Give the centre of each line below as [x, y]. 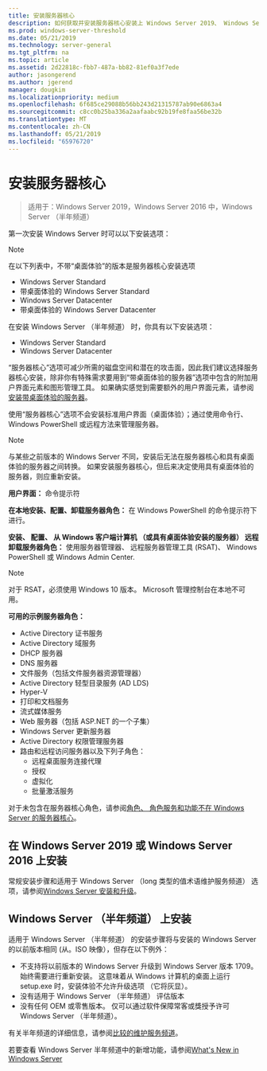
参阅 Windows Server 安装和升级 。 [85, 891]
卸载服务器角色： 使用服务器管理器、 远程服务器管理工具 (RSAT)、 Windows [133, 547]
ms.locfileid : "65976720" [51, 141]
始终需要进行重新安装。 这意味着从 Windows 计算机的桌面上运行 [125, 976]
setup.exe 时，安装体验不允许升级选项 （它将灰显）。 [106, 986]
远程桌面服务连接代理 [66, 761]
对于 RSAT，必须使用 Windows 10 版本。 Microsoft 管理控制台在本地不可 [127, 589]
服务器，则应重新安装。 [46, 477]
